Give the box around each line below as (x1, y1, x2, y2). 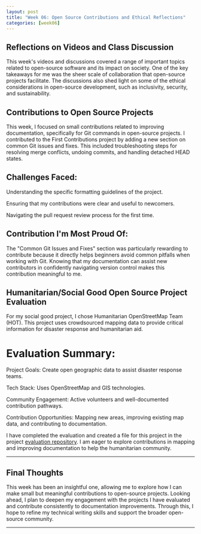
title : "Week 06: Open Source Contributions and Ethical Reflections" (6, 14, 186, 20)
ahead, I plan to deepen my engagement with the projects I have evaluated (6, 496, 190, 503)
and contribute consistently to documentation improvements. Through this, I (6, 503, 194, 510)
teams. (6, 373, 23, 380)
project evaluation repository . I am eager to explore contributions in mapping (6, 438, 195, 445)
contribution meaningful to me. (6, 270, 83, 277)
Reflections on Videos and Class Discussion (6, 42, 174, 52)
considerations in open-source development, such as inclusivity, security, (6, 83, 188, 90)
